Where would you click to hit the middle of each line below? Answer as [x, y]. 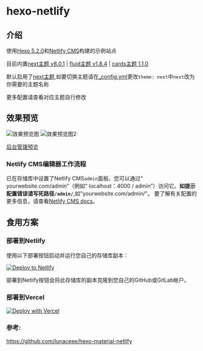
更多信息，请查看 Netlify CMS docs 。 [52, 201]
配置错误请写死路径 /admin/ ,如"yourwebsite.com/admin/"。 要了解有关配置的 [102, 194]
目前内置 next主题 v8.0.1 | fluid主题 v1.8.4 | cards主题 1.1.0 [77, 64]
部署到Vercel [26, 297]
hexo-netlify [38, 11]
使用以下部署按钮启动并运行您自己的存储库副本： [67, 255]
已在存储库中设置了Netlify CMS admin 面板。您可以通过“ [74, 179]
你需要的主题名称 [28, 84]
